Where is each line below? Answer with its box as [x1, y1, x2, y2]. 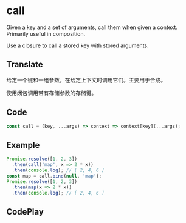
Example [6, 140, 40, 150]
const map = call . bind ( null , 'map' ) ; [6, 173, 102, 179]
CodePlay [6, 207, 44, 217]
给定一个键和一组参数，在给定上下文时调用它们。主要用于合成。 [6, 76, 166, 84]
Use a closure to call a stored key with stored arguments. [6, 42, 149, 49]
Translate [6, 59, 43, 70]
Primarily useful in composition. [6, 30, 86, 37]
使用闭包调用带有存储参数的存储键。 [6, 89, 97, 96]
